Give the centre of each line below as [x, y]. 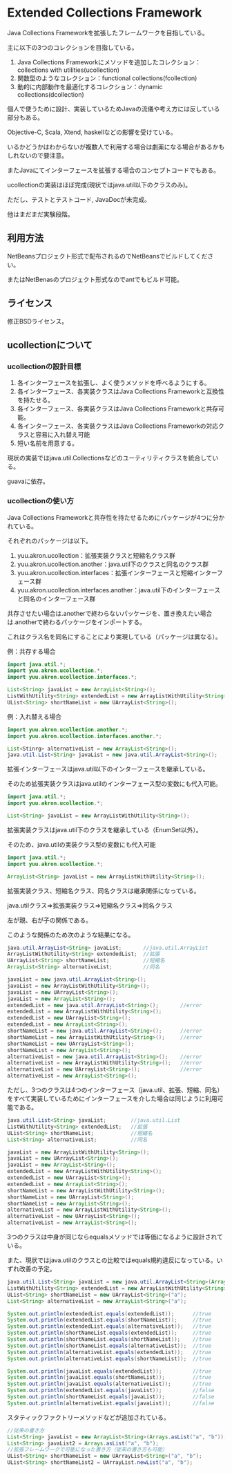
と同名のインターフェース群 [56, 599]
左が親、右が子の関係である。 [49, 920]
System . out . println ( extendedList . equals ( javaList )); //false [111, 1391]
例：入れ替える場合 [35, 716]
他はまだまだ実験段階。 [40, 214]
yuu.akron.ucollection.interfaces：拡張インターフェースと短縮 [105, 572]
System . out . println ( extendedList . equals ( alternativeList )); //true [109, 1326]
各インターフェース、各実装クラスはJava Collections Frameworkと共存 [118, 409]
